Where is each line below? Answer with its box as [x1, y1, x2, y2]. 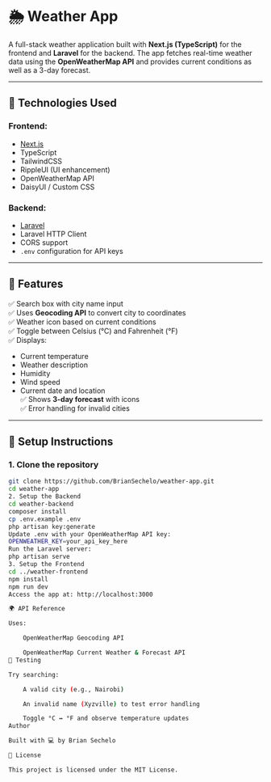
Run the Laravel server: [8, 545, 92, 553]
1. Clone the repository [8, 459, 99, 471]
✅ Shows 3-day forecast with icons [19, 394, 140, 404]
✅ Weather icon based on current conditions [8, 317, 156, 327]
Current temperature [19, 351, 89, 361]
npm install [8, 575, 48, 583]
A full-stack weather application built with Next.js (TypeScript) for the [8, 39, 242, 49]
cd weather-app [8, 485, 60, 493]
